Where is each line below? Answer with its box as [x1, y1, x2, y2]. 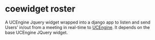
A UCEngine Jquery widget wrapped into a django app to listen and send [5, 19, 151, 25]
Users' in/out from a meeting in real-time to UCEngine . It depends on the [5, 24, 150, 30]
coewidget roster [5, 3, 76, 14]
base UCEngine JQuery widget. [5, 29, 68, 35]
